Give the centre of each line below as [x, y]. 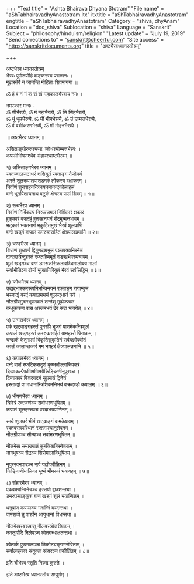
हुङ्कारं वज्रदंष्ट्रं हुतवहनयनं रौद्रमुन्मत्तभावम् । [45, 219]
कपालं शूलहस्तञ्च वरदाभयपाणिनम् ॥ [39, 409]
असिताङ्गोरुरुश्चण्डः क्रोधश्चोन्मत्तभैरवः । [44, 149]
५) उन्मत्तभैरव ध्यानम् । [27, 320]
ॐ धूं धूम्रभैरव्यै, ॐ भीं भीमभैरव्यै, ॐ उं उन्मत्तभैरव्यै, [51, 119]
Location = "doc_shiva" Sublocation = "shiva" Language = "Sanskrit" [89, 27]
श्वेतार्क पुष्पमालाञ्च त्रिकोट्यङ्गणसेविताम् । [45, 544]
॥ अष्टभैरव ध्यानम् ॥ [25, 137]
